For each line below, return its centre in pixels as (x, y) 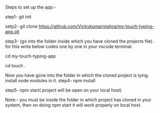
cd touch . (15, 66)
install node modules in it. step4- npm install (50, 81)
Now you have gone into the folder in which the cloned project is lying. (77, 75)
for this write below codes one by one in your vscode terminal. (69, 46)
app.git (12, 31)
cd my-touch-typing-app (30, 56)
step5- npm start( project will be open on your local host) (63, 90)
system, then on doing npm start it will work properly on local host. (73, 105)
